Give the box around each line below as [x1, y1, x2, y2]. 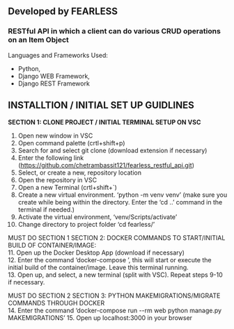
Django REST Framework [17, 79, 90, 88]
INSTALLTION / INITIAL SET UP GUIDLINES [8, 99, 194, 111]
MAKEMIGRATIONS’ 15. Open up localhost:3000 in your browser [8, 313, 193, 322]
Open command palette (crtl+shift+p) [17, 138, 125, 147]
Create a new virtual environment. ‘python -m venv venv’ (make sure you [17, 191, 228, 199]
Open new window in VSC [17, 131, 93, 140]
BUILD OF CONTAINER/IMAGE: [8, 241, 97, 249]
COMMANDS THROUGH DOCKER [8, 298, 105, 307]
